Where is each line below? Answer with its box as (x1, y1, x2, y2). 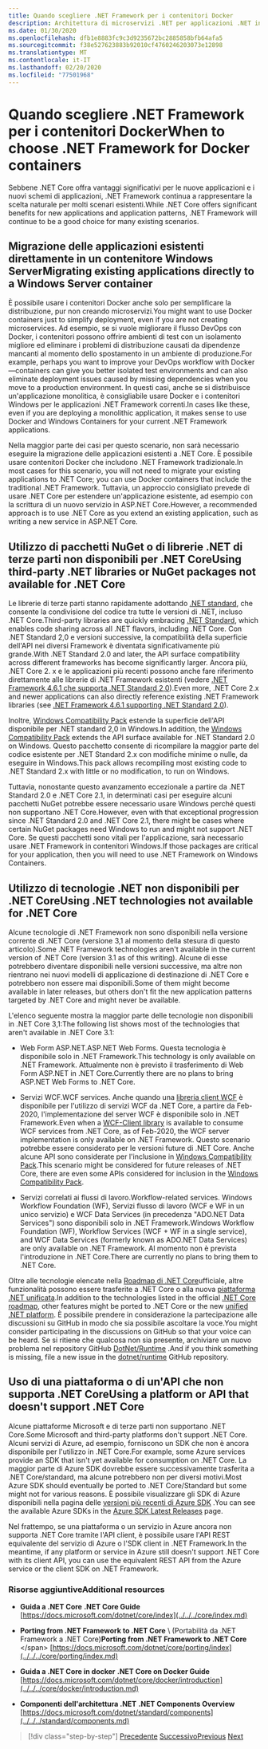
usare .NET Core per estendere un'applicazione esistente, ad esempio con (8, 491, 254, 501)
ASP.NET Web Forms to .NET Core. (19, 1077, 136, 1086)
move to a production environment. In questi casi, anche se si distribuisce (8, 383, 250, 392)
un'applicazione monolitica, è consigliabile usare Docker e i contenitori (8, 392, 241, 401)
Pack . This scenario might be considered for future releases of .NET (19, 1160, 242, 1169)
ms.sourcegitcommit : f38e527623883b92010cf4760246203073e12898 (8, 41, 223, 49)
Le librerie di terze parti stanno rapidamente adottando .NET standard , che (8, 599, 254, 609)
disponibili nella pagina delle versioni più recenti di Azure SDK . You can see (8, 1497, 256, 1507)
